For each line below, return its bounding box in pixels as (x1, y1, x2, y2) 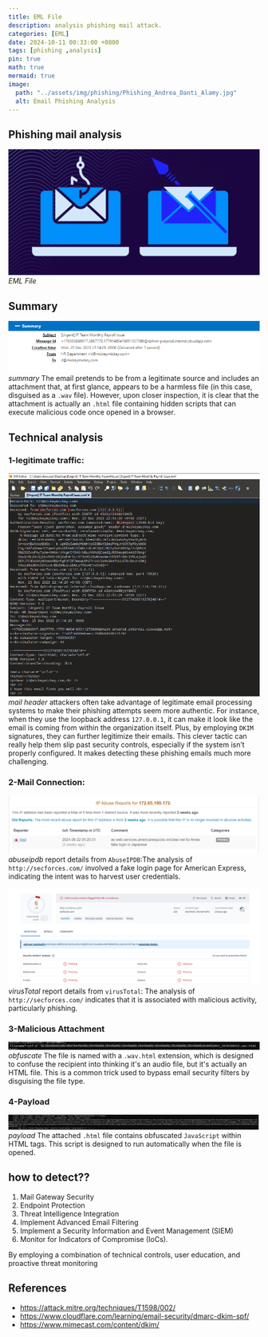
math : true (8, 64, 45, 72)
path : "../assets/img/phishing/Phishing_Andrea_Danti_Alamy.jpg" (15, 89, 238, 97)
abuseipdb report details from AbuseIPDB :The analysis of (8, 855, 193, 864)
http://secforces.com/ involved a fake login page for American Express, (8, 863, 246, 873)
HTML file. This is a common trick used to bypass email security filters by (8, 1067, 250, 1077)
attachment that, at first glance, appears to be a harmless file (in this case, (8, 382, 253, 391)
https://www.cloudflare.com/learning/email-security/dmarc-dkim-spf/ (19, 1311, 250, 1321)
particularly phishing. (8, 1003, 78, 1013)
